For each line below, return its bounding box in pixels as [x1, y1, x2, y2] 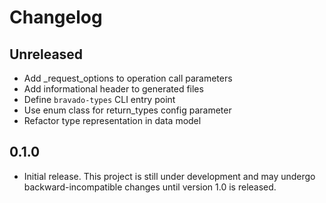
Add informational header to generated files [23, 83, 204, 95]
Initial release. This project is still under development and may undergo [23, 170, 316, 182]
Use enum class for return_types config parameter [23, 104, 232, 116]
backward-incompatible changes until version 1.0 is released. [23, 181, 277, 193]
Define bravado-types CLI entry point [23, 94, 176, 105]
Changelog [9, 6, 103, 29]
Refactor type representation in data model [23, 115, 202, 126]
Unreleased [9, 46, 84, 63]
